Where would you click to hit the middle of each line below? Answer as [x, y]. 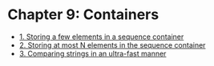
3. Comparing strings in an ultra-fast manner [93, 53]
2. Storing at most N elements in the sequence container [112, 45]
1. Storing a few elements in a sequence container [101, 37]
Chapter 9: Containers [83, 15]
